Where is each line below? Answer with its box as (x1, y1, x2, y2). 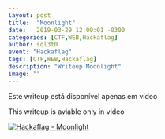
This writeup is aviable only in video (8, 107, 125, 116)
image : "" (8, 70, 41, 78)
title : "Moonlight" (8, 19, 77, 27)
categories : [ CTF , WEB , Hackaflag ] (8, 33, 118, 42)
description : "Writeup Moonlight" (8, 63, 122, 71)
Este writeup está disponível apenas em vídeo (8, 91, 158, 101)
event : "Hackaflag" (8, 48, 73, 56)
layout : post (8, 11, 51, 20)
